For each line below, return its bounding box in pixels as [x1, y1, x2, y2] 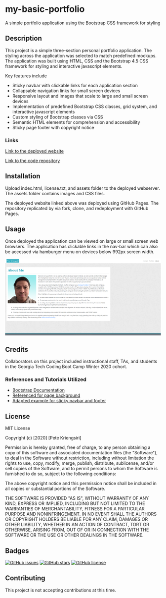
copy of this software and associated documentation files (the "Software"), [5, 450, 158, 456]
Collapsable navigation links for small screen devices [12, 88, 121, 94]
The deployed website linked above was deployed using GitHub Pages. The [5, 200, 159, 206]
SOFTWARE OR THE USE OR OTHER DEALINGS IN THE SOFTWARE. [5, 532, 144, 538]
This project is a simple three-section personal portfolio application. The [5, 47, 152, 53]
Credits [5, 345, 29, 354]
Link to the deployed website [5, 148, 64, 154]
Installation [5, 172, 41, 180]
